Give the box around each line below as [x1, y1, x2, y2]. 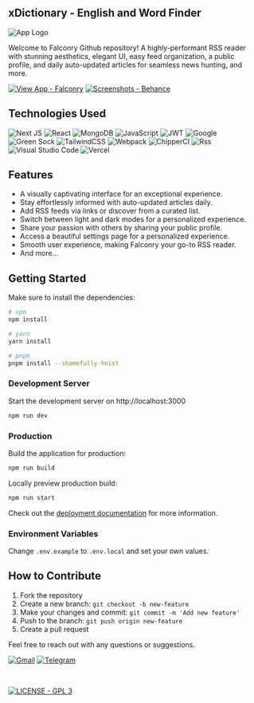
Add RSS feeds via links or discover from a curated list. [19, 206, 201, 216]
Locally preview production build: [8, 478, 118, 488]
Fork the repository [19, 590, 84, 600]
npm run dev [8, 411, 48, 419]
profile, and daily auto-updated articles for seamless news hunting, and [8, 60, 243, 69]
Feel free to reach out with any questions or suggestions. [8, 639, 196, 649]
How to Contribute [8, 569, 102, 583]
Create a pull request [19, 624, 89, 634]
